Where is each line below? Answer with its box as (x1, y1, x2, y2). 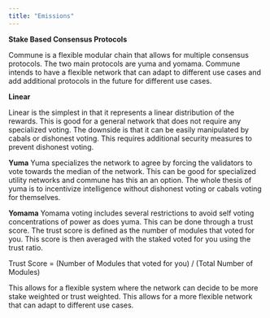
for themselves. (8, 192, 61, 202)
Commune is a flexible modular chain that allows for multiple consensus (8, 50, 250, 59)
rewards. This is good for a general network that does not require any (8, 115, 242, 126)
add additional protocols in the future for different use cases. (8, 76, 212, 85)
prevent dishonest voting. (8, 142, 94, 151)
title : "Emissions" (8, 11, 75, 20)
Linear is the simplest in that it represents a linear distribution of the (8, 107, 234, 117)
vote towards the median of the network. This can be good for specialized (8, 166, 256, 176)
